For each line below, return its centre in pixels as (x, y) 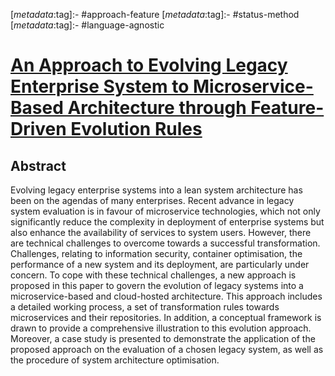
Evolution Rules (136, 129)
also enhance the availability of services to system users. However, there (161, 232)
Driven (38, 129)
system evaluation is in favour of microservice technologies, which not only (165, 211)
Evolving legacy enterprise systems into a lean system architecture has (156, 190)
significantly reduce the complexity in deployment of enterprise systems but (167, 222)
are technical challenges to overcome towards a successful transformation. (165, 243)
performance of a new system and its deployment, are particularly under (160, 264)
